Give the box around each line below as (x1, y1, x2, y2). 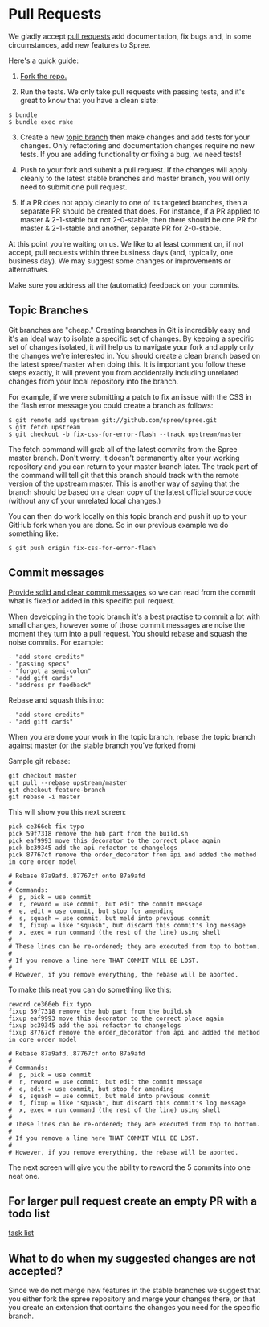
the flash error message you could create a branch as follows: (8, 400, 214, 410)
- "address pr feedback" (8, 681, 92, 689)
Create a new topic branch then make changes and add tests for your (19, 132, 251, 142)
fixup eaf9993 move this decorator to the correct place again (8, 1014, 225, 1022)
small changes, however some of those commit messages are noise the (8, 620, 246, 629)
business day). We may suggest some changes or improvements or (8, 255, 231, 266)
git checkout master (8, 771, 78, 780)
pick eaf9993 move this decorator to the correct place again (8, 836, 221, 844)
